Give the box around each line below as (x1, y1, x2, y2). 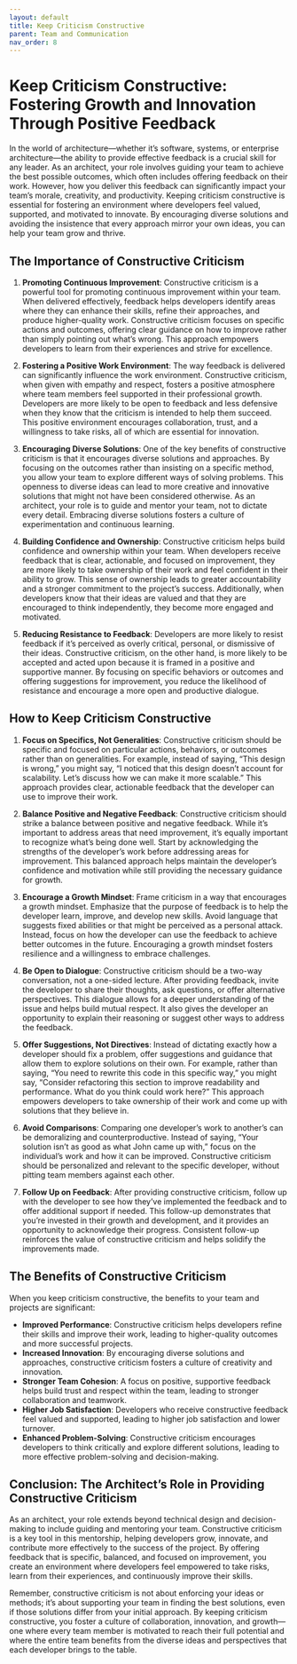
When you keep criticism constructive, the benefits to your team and (9, 1292, 260, 1303)
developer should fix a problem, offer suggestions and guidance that (21, 1048, 273, 1059)
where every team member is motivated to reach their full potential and (25, 1626, 285, 1636)
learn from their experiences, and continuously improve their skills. (9, 1571, 254, 1581)
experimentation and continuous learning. (21, 519, 176, 529)
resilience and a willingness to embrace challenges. (21, 948, 211, 958)
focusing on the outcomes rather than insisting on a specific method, (21, 462, 275, 473)
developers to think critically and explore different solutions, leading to (21, 1441, 280, 1452)
